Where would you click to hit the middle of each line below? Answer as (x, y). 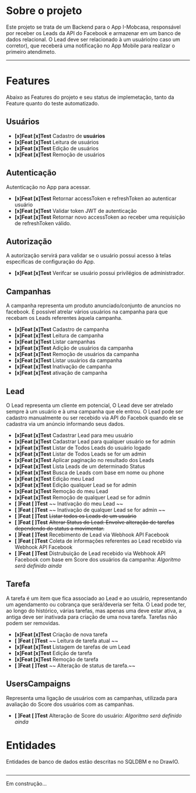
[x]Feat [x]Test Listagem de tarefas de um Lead (72, 647)
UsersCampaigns (38, 684)
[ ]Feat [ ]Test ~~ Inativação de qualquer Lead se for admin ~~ (90, 509)
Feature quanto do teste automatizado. (52, 103)
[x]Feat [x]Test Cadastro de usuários (60, 136)
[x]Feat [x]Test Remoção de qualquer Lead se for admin (82, 497)
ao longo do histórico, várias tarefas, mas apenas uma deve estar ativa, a (94, 611)
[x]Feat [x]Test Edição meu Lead (54, 478)
